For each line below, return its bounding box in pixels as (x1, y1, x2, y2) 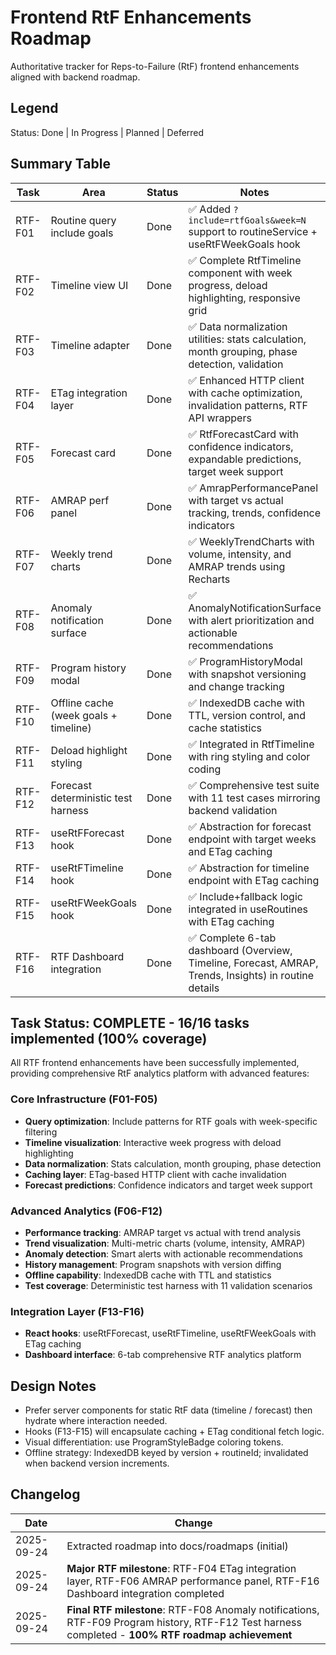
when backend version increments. (24, 1457, 170, 1470)
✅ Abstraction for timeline (188, 861, 310, 875)
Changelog (10, 1486, 81, 1503)
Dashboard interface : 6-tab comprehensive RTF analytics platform (24, 1349, 302, 1361)
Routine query (50, 213, 117, 227)
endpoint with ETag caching (188, 873, 320, 887)
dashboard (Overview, (188, 943, 293, 957)
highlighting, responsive (188, 291, 301, 305)
